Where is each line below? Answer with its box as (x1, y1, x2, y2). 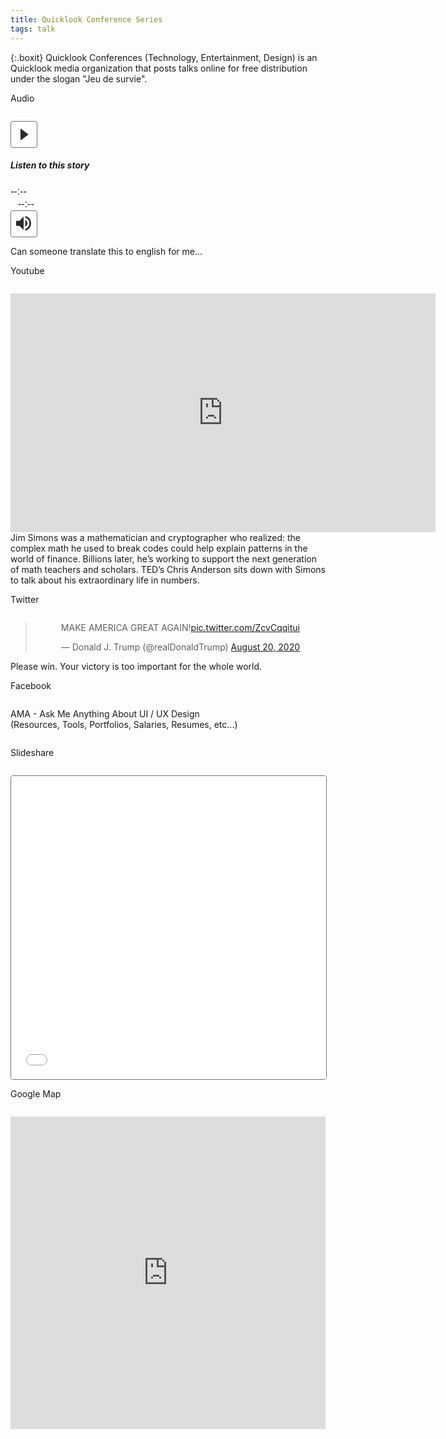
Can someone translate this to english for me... (10, 245, 203, 257)
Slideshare (10, 746, 55, 758)
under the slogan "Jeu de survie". (10, 72, 148, 85)
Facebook (10, 679, 52, 691)
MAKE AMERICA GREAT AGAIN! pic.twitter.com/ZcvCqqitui (60, 621, 300, 633)
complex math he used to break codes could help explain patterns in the (10, 542, 308, 554)
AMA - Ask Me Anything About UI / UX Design (10, 707, 200, 720)
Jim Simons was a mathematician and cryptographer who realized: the (10, 531, 302, 543)
